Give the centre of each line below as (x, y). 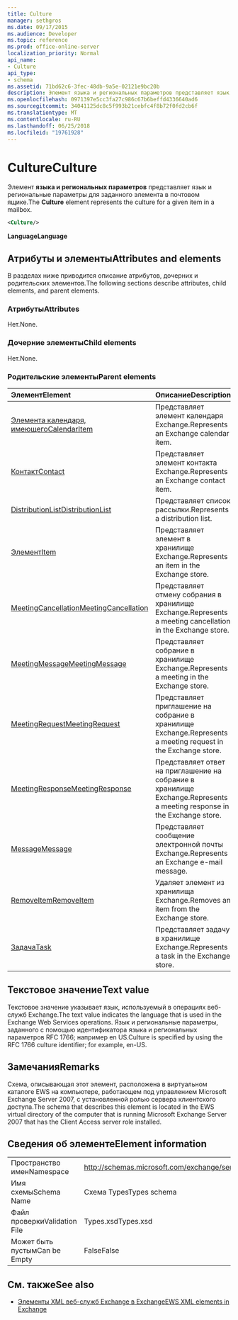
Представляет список (193, 500)
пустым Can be (36, 1251)
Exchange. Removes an (193, 900)
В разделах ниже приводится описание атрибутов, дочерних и (103, 276)
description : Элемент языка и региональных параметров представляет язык (119, 93)
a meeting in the (182, 677)
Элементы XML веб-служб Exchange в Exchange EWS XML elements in (124, 1302)
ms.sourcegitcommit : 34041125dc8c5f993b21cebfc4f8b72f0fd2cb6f (103, 106)
